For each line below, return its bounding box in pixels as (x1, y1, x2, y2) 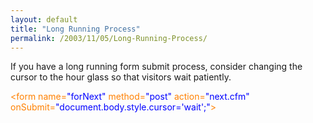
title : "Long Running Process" (10, 24, 141, 34)
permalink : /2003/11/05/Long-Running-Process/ (10, 33, 208, 43)
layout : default (10, 14, 78, 25)
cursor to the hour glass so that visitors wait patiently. (10, 71, 232, 83)
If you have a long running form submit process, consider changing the (10, 61, 303, 73)
